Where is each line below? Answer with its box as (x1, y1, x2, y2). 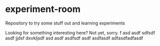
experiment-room (5, 3, 81, 15)
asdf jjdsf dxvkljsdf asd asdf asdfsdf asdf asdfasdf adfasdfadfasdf (5, 35, 143, 41)
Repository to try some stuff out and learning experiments (5, 20, 125, 26)
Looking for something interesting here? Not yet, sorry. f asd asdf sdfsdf (5, 29, 155, 35)
